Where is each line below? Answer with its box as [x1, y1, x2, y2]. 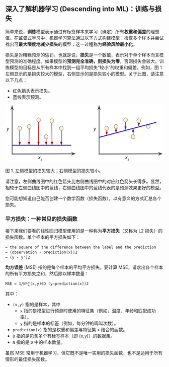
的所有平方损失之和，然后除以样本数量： [5, 270, 89, 276]
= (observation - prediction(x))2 [5, 250, 78, 255]
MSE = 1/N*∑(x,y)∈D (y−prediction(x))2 [5, 281, 89, 286]
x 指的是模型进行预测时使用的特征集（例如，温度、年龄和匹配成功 [20, 308, 156, 314]
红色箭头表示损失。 [12, 88, 53, 94]
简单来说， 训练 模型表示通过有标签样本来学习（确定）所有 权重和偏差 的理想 [5, 28, 159, 34]
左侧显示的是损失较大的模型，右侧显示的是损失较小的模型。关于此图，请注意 [5, 70, 164, 77]
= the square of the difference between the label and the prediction [5, 245, 156, 250]
